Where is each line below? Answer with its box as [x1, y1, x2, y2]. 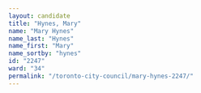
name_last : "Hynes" [8, 34, 75, 43]
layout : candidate [8, 11, 71, 20]
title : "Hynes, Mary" [8, 19, 82, 27]
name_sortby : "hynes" [8, 49, 82, 57]
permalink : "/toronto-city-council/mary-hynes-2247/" [8, 72, 195, 80]
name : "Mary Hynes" [8, 27, 75, 35]
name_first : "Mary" [8, 42, 75, 50]
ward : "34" [8, 65, 45, 73]
